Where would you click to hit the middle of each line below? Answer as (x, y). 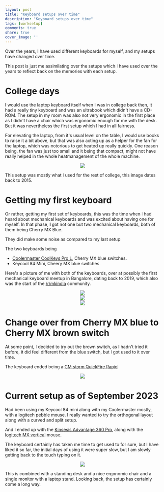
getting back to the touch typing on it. (43, 455)
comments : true (21, 28)
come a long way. (23, 484)
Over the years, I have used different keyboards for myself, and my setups (80, 51)
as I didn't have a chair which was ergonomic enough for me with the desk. (81, 120)
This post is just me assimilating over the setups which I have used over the (82, 66)
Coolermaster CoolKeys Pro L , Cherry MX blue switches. (69, 258)
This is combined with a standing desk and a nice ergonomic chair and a (78, 473)
